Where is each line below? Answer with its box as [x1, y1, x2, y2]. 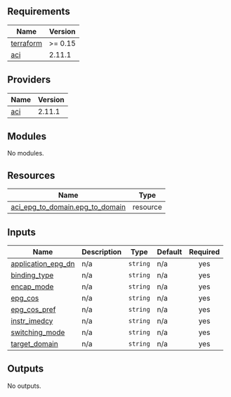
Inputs [7, 226, 37, 238]
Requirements [7, 6, 70, 18]
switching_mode [11, 327, 65, 337]
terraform [11, 38, 43, 48]
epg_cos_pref [11, 305, 56, 315]
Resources [7, 169, 55, 182]
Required [188, 247, 220, 257]
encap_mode [11, 282, 54, 291]
